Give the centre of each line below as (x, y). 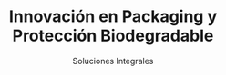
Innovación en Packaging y (113, 17)
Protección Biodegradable (113, 36)
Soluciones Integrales (113, 61)
